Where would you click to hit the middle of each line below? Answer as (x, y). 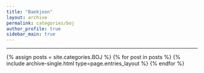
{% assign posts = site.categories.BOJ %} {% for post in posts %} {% (93, 57)
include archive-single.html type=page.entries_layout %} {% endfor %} (95, 63)
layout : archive (27, 17)
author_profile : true (34, 29)
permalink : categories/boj (40, 23)
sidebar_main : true (31, 34)
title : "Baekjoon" (29, 12)
